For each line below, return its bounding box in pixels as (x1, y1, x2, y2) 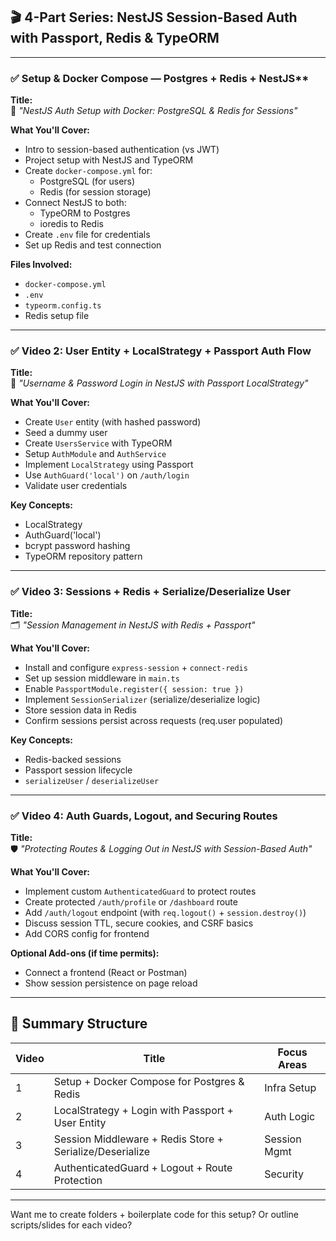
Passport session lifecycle (24, 764, 133, 776)
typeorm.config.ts (24, 301, 102, 311)
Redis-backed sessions (24, 753, 122, 765)
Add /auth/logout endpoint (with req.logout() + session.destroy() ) (24, 907, 307, 918)
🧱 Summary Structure (10, 1015, 148, 1033)
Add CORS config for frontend (24, 928, 150, 939)
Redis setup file (24, 310, 90, 322)
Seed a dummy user (24, 427, 108, 439)
